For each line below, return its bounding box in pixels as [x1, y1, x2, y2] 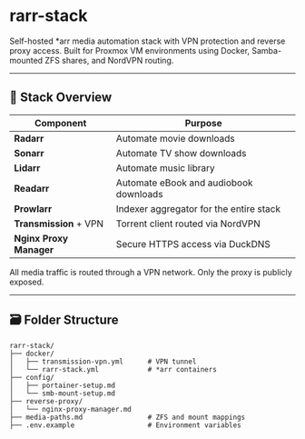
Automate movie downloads [115, 132, 236, 145]
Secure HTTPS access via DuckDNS [115, 237, 271, 250]
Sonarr [14, 146, 44, 159]
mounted [9, 55, 44, 65]
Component [34, 116, 87, 129]
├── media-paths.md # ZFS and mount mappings [9, 413, 246, 422]
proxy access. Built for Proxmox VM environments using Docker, [9, 45, 251, 55]
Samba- [251, 45, 282, 55]
